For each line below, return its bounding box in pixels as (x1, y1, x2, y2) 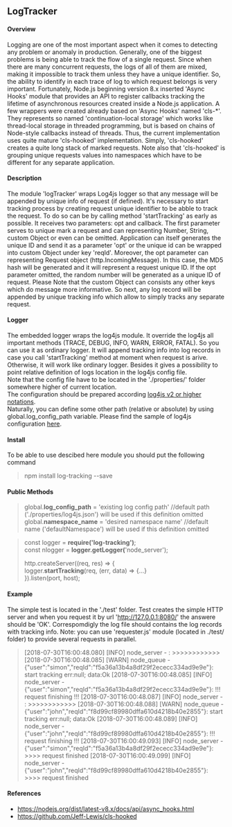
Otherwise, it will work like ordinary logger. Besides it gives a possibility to (7, 360, 218, 369)
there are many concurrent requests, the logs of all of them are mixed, (7, 62, 208, 71)
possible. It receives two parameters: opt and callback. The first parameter (7, 218, 220, 227)
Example (7, 590, 33, 598)
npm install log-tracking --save (24, 471, 113, 480)
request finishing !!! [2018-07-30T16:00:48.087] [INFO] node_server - (24, 693, 223, 701)
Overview (7, 24, 36, 33)
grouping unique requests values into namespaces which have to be (7, 150, 202, 159)
